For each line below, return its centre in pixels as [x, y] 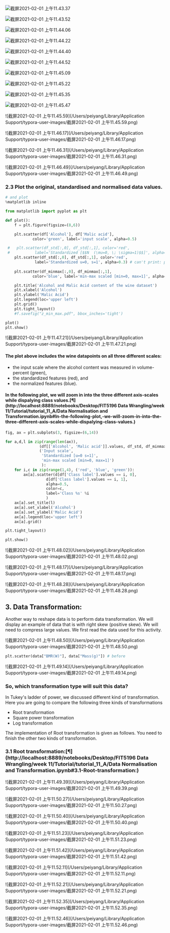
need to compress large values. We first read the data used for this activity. [83, 630]
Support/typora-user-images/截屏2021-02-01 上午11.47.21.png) [71, 344]
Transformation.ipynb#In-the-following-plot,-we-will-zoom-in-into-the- [83, 416]
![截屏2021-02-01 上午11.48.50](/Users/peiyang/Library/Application [75, 641]
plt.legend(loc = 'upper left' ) [46, 300]
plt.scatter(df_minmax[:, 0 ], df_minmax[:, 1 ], [63, 271]
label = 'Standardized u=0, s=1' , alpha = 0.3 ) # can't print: [98, 262]
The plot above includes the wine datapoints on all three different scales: [83, 356]
